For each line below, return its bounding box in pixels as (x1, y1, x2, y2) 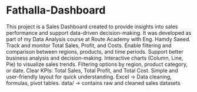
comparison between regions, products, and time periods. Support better (6, 48, 183, 55)
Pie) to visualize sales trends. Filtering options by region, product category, (6, 60, 188, 68)
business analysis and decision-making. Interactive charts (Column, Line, (6, 54, 183, 61)
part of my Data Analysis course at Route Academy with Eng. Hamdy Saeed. (6, 35, 191, 42)
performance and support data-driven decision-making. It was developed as (6, 29, 192, 36)
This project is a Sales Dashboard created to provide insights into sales (6, 23, 178, 30)
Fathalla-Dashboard (6, 4, 106, 17)
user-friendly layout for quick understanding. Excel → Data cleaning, (6, 73, 172, 80)
